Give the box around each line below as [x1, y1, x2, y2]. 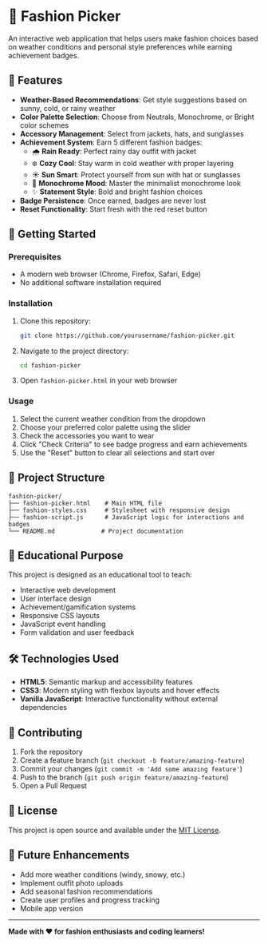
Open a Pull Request [19, 781, 88, 791]
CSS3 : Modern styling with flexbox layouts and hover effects [19, 686, 220, 696]
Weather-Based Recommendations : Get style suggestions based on [19, 95, 247, 105]
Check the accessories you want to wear [19, 430, 155, 440]
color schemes [19, 120, 69, 130]
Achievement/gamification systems [19, 602, 136, 612]
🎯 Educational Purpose [8, 549, 124, 562]
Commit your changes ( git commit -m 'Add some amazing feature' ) [19, 764, 243, 774]
